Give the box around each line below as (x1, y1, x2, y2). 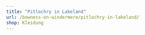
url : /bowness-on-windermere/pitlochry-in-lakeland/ (6, 14, 140, 20)
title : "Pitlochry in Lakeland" (6, 8, 86, 15)
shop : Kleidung (6, 20, 44, 26)
